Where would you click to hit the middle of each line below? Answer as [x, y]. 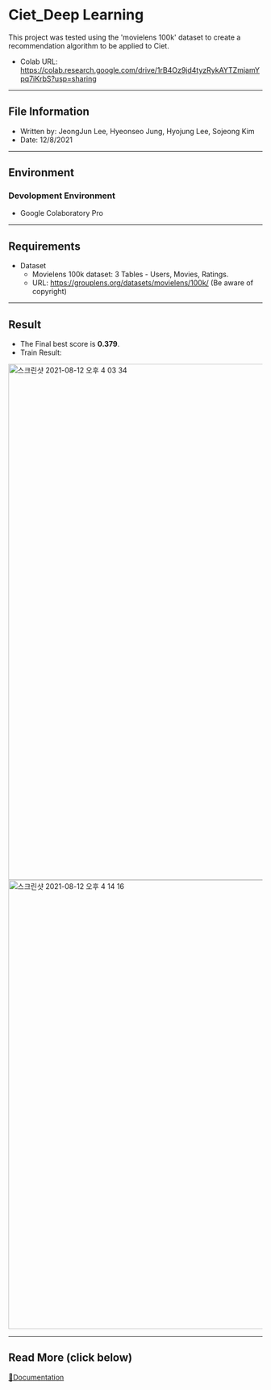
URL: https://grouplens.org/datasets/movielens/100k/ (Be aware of [143, 283]
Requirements [44, 246]
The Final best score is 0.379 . [70, 344]
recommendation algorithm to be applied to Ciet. [89, 45]
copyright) [49, 292]
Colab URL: [39, 61]
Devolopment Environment [62, 196]
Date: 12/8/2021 [46, 140]
